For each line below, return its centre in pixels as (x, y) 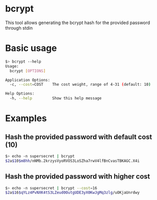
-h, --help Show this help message (55, 98)
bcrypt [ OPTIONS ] (28, 71)
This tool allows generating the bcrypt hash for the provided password (78, 23)
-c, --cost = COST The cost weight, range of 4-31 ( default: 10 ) (80, 85)
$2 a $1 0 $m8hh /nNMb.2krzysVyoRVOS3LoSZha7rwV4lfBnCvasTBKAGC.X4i (72, 161)
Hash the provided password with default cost (79, 137)
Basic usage (31, 48)
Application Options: (28, 80)
